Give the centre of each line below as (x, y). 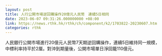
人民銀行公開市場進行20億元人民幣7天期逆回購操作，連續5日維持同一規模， (82, 43)
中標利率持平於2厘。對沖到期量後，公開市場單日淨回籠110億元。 (71, 49)
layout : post (19, 10)
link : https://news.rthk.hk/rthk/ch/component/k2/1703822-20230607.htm (81, 23)
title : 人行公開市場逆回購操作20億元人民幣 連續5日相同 (57, 14)
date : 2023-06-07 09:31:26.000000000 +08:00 (52, 19)
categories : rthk (23, 28)
